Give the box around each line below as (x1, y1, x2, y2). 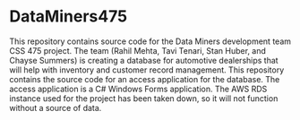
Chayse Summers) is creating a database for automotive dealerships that (9, 55, 279, 65)
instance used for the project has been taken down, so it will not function (9, 92, 279, 104)
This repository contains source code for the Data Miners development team (9, 36, 292, 47)
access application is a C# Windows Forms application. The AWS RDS (9, 83, 268, 94)
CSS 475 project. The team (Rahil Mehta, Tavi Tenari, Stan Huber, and (9, 45, 267, 56)
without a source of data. (9, 102, 102, 113)
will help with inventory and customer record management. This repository (9, 64, 285, 75)
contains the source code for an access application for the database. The (9, 73, 280, 84)
